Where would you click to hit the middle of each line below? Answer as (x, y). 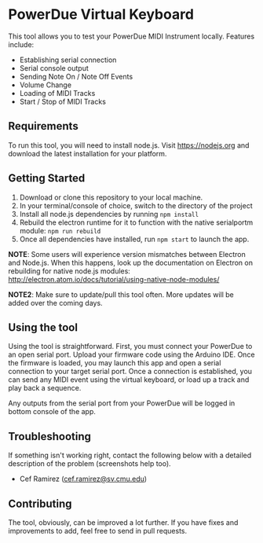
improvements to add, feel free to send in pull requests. (98, 531)
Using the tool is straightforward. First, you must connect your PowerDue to (130, 347)
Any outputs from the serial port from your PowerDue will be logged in (122, 403)
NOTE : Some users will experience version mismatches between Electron (127, 254)
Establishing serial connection (68, 60)
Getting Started (47, 178)
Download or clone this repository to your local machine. (111, 197)
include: (21, 44)
